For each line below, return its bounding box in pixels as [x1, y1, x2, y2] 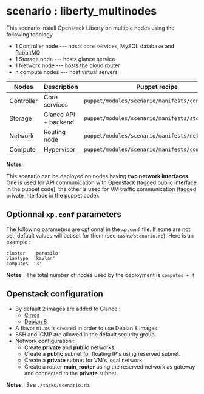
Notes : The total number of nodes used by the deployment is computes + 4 [6, 271, 195, 278]
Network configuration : [15, 337, 75, 344]
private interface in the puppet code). [6, 192, 100, 199]
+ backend [43, 118, 75, 126]
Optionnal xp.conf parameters [6, 209, 121, 219]
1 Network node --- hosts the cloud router [15, 62, 120, 69]
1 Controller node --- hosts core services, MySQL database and [15, 42, 175, 50]
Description [43, 82, 78, 91]
